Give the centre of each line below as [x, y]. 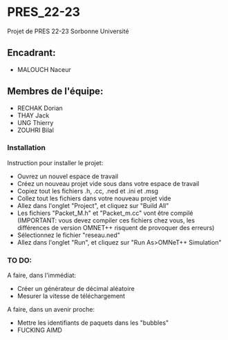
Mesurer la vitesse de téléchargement [71, 296]
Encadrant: [32, 53]
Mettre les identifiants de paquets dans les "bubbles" [93, 323]
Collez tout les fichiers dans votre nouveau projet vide [94, 198]
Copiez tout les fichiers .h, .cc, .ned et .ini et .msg [88, 191]
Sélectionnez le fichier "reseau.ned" [69, 235]
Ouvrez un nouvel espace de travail [68, 176]
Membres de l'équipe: [55, 92]
